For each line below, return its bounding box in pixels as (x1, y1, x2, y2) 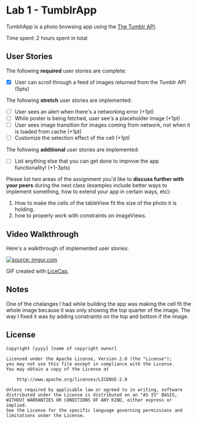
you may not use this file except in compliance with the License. (6, 361, 175, 367)
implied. (6, 402, 28, 408)
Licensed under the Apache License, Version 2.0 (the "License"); (6, 356, 172, 362)
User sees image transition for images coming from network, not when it (14, 121, 191, 128)
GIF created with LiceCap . (6, 267, 69, 275)
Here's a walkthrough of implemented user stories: (6, 244, 129, 252)
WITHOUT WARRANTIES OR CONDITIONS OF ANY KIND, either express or (6, 397, 172, 403)
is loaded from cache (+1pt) (14, 128, 82, 135)
